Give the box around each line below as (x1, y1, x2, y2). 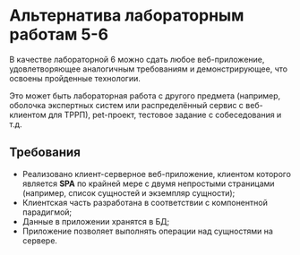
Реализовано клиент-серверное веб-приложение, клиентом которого (21, 168, 291, 179)
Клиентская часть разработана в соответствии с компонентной (21, 197, 269, 208)
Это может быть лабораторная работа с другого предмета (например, (9, 90, 281, 101)
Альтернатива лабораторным (9, 5, 244, 26)
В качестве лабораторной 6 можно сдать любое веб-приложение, (9, 54, 265, 64)
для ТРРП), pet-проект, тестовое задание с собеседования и (47, 109, 282, 120)
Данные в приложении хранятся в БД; (21, 216, 170, 226)
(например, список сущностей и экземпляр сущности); (21, 187, 236, 198)
